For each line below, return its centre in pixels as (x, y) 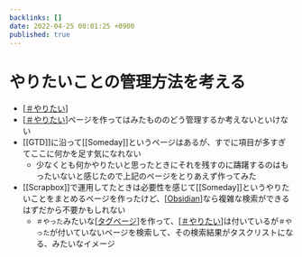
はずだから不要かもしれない (74, 210)
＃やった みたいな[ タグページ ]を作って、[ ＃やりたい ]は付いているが (157, 221)
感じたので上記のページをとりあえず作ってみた (170, 176)
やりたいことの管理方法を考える (128, 82)
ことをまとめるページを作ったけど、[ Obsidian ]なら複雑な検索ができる (160, 198)
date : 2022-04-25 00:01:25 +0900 (72, 26)
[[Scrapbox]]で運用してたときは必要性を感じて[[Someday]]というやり (152, 188)
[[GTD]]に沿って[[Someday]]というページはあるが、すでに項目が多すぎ (154, 142)
